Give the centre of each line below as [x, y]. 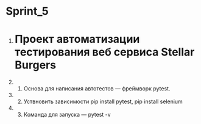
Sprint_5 [27, 11]
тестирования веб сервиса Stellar [104, 52]
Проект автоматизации [77, 39]
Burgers [35, 65]
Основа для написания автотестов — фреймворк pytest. [97, 89]
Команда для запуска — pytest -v [67, 115]
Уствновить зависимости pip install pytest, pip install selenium [103, 101]
